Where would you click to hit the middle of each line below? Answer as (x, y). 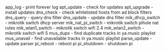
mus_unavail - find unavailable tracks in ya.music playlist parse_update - (79, 38)
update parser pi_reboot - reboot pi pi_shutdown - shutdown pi (69, 43)
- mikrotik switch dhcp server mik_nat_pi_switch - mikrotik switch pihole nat (82, 23)
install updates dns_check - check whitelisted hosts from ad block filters (79, 12)
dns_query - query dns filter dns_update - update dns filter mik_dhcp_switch (83, 17)
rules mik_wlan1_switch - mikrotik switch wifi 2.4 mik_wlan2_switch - (75, 28)
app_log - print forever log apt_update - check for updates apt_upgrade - (79, 7)
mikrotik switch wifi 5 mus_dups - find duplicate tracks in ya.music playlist (80, 33)
